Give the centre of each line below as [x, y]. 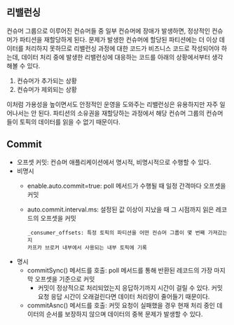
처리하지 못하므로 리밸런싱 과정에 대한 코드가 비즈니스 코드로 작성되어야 [122, 48]
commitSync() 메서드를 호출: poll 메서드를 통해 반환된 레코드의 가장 [120, 270]
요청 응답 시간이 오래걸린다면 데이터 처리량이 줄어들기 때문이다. [124, 296]
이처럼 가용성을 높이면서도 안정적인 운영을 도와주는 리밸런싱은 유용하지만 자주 [112, 104]
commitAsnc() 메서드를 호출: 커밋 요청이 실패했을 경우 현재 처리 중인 [121, 305]
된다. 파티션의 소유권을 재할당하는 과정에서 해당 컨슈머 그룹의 [121, 113]
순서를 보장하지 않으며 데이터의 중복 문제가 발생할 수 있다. [124, 314]
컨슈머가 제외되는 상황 [47, 89]
